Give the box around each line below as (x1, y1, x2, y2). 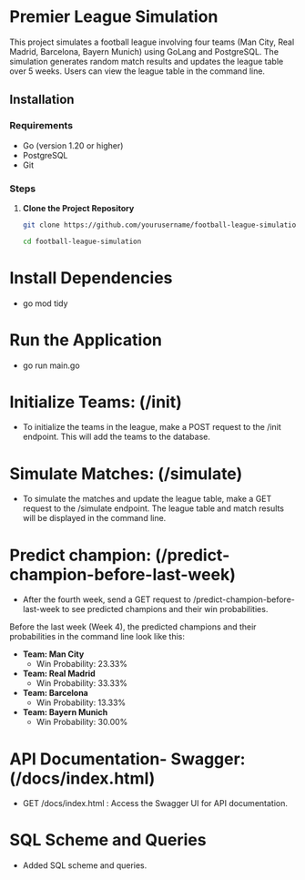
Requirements (9, 119, 74, 132)
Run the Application (9, 330, 162, 350)
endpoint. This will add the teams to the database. (22, 431, 211, 443)
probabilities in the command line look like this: (9, 631, 185, 642)
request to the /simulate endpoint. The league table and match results (22, 503, 285, 514)
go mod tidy (22, 298, 68, 309)
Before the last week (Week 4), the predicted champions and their (9, 621, 257, 632)
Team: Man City (22, 649, 85, 660)
